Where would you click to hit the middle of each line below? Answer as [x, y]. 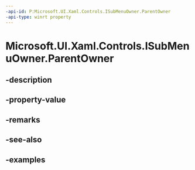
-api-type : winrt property [38, 17]
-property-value [36, 100]
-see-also [24, 140]
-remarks [23, 120]
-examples [25, 160]
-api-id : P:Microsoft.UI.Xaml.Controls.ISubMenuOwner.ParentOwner [88, 11]
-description [29, 80]
